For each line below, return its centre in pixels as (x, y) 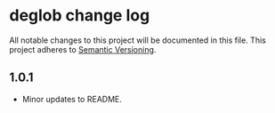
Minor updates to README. (72, 99)
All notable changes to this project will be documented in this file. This (138, 40)
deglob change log (80, 16)
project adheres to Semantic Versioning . (83, 49)
